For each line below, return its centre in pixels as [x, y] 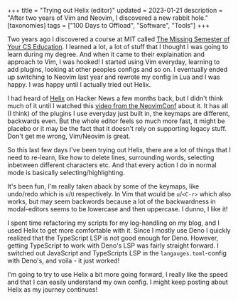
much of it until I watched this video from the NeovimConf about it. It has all [118, 106]
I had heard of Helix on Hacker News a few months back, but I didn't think [115, 98]
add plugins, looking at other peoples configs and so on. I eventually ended [118, 69]
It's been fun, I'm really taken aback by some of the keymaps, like [103, 186]
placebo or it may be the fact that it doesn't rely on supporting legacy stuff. [117, 128]
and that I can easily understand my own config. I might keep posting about [118, 282]
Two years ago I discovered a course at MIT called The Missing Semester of [119, 39]
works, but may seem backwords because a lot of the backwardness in [112, 201]
